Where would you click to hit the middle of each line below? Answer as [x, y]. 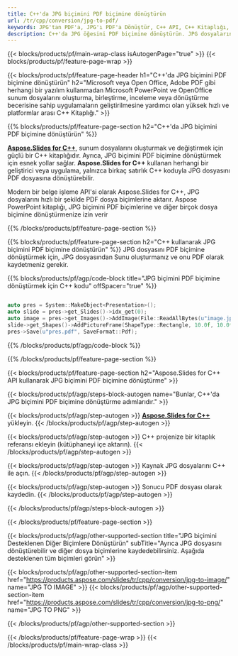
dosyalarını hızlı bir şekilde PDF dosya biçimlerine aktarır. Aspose [102, 199]
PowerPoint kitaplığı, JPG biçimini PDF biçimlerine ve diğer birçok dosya [113, 207]
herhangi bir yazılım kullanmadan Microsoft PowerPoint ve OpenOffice [110, 90]
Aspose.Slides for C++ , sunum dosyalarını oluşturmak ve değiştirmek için [115, 148]
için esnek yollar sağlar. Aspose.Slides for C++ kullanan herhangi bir [108, 163]
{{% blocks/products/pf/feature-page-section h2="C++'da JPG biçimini [112, 127]
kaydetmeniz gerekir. [38, 265]
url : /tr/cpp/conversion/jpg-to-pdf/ [63, 21]
